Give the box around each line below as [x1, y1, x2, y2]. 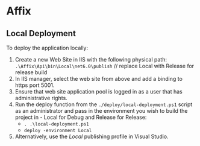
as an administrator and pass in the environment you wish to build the [14, 107, 188, 114]
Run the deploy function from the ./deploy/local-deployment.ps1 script [14, 101, 193, 108]
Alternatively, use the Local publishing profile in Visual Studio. [14, 133, 169, 140]
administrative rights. [14, 95, 67, 101]
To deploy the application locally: [6, 44, 89, 51]
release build [14, 69, 48, 76]
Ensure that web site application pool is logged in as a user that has [14, 88, 183, 95]
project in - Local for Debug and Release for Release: [14, 113, 147, 121]
